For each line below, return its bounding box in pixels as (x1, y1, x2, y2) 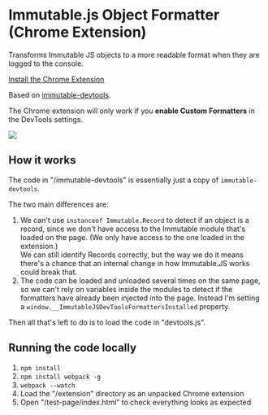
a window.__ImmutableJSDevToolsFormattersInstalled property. (19, 301, 231, 311)
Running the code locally (8, 341, 136, 355)
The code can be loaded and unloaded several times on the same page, (19, 275, 262, 286)
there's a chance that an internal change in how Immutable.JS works (19, 258, 250, 268)
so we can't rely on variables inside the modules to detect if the (19, 284, 233, 294)
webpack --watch (19, 381, 76, 390)
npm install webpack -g (19, 373, 102, 381)
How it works (8, 153, 76, 168)
